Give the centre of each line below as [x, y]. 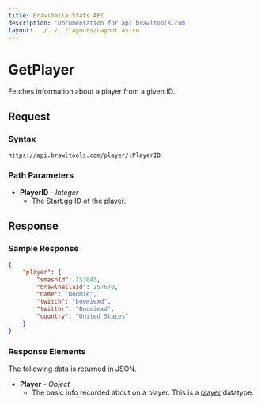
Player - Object [45, 384]
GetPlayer [42, 69]
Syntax [22, 139]
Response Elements [47, 351]
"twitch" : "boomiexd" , [74, 302]
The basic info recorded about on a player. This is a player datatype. [143, 392]
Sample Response [43, 248]
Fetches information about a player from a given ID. [92, 91]
